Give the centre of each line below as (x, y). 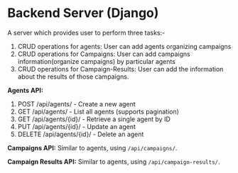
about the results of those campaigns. (73, 77)
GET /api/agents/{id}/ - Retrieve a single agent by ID (94, 119)
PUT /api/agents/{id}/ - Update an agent (77, 126)
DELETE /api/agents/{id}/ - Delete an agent (81, 134)
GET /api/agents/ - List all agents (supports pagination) (98, 111)
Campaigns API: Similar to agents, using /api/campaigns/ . (92, 147)
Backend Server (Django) (83, 13)
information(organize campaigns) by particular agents (97, 61)
